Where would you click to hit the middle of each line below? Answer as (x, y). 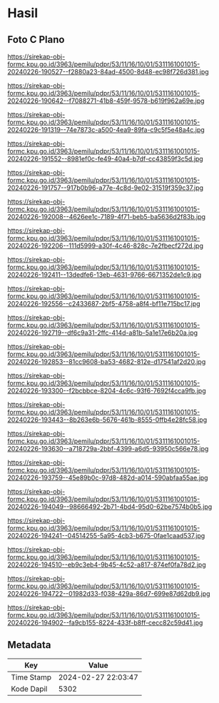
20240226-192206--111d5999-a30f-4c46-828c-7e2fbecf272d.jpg (105, 246)
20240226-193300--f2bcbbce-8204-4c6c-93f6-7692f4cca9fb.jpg (107, 391)
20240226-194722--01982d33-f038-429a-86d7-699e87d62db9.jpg (109, 593)
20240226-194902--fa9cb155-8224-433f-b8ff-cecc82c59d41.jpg (105, 623)
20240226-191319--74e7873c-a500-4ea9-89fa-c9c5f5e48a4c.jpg (106, 130)
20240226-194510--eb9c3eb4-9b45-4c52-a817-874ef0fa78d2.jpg (107, 565)
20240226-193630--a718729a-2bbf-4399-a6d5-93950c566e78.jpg (108, 449)
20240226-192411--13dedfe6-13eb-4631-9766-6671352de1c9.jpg (105, 275)
